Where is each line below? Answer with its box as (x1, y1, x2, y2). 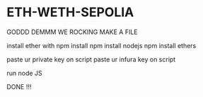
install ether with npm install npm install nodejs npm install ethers (6, 41, 197, 50)
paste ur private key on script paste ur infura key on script (6, 55, 176, 64)
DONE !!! (6, 82, 32, 91)
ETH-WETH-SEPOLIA (6, 4, 134, 21)
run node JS (6, 69, 43, 77)
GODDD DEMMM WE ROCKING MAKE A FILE (6, 28, 138, 36)
